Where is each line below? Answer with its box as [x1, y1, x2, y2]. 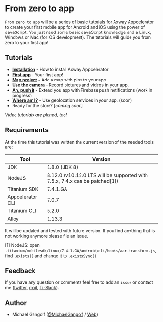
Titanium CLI [7, 207, 36, 214]
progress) [12, 92, 32, 98]
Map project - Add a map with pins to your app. [12, 77, 108, 82]
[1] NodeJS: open [5, 242, 40, 248]
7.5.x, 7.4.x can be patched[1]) [47, 177, 119, 184]
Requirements [5, 126, 49, 134]
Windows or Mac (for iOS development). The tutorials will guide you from [5, 34, 151, 40]
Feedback [5, 266, 36, 274]
